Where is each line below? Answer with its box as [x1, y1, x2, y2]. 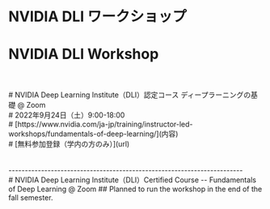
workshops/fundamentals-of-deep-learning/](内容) [8, 129, 179, 139]
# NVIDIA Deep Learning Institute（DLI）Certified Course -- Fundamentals [8, 175, 257, 185]
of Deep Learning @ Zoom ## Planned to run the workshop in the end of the [8, 184, 263, 194]
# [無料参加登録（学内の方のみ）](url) [8, 139, 130, 149]
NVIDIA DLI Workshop [8, 45, 159, 63]
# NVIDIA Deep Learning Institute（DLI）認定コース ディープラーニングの [8, 90, 251, 100]
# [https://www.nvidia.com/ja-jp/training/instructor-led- [8, 119, 193, 130]
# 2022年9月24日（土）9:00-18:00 [8, 110, 125, 120]
